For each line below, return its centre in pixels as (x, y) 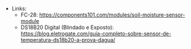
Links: (19, 9)
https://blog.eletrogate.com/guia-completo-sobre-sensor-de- (96, 34)
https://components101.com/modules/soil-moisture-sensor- (112, 15)
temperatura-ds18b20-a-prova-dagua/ (68, 40)
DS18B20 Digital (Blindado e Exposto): (67, 27)
